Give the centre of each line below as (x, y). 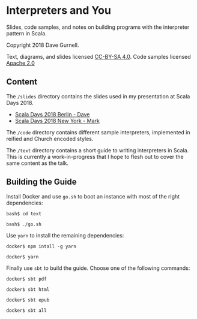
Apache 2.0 (20, 63)
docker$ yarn (23, 257)
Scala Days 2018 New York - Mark (57, 121)
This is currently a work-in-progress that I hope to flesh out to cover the (95, 157)
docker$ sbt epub (28, 300)
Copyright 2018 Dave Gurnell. (43, 45)
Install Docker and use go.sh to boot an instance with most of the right (93, 196)
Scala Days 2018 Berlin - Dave (52, 114)
